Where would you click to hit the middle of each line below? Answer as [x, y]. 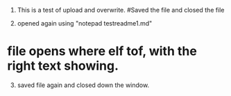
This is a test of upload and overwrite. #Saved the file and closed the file [121, 10]
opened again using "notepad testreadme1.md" [85, 23]
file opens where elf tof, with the [102, 51]
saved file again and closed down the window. [83, 85]
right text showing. [63, 66]
